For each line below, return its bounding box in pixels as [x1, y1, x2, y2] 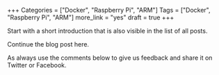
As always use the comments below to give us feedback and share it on [7, 53, 213, 62]
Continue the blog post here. [7, 40, 89, 48]
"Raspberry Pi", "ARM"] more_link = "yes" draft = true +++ [7, 13, 175, 22]
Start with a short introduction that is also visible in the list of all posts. [7, 27, 208, 35]
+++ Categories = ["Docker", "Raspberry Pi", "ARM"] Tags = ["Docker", [7, 6, 211, 14]
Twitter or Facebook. [7, 61, 67, 69]
